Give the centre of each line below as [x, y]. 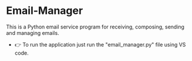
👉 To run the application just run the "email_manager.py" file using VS [100, 44]
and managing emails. [33, 33]
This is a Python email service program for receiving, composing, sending [95, 27]
